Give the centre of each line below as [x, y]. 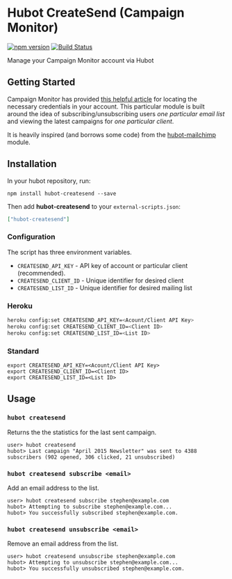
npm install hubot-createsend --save [62, 193]
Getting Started [41, 82]
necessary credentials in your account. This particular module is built [106, 106]
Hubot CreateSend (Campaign [96, 13]
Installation [32, 164]
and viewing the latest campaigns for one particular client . [91, 121]
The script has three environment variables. [69, 252]
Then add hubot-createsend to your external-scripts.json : [94, 206]
